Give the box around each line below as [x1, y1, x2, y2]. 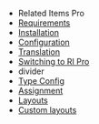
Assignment [17, 86, 64, 96]
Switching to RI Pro [17, 57, 90, 67]
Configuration [17, 36, 70, 47]
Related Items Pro [17, 8, 84, 18]
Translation [17, 46, 61, 57]
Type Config [17, 76, 65, 86]
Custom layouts [17, 105, 77, 115]
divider [17, 66, 45, 77]
